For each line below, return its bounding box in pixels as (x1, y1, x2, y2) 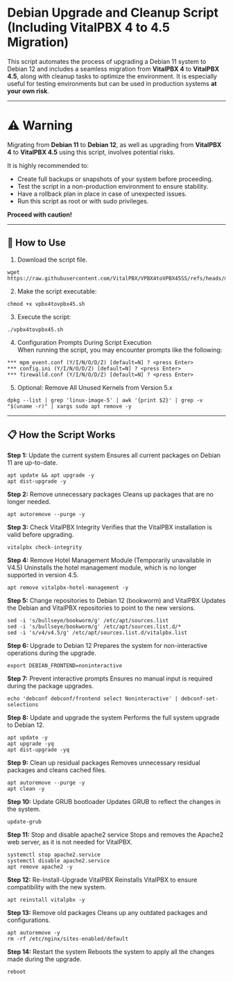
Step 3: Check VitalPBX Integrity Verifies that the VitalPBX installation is (7, 522, 213, 531)
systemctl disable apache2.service (7, 857, 110, 864)
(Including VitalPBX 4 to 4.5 (7, 19, 170, 35)
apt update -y (7, 734, 49, 741)
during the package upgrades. (7, 681, 94, 690)
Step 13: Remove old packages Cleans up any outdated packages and (7, 908, 208, 916)
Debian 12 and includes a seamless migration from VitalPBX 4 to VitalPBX (7, 65, 220, 73)
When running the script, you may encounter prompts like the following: (17, 346, 223, 354)
